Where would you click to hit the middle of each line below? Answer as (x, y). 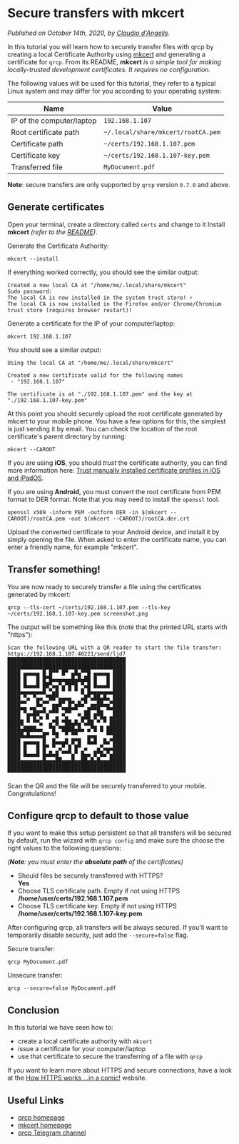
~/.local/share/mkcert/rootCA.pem (162, 132)
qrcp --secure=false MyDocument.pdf (62, 988)
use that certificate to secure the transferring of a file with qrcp (110, 1057)
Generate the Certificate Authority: (58, 246)
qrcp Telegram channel (52, 1133)
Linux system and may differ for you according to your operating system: (115, 91)
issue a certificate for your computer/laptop (82, 1049)
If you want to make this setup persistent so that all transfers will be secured (119, 833)
